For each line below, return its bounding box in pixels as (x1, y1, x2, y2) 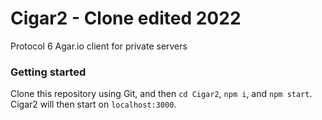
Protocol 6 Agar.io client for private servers (10, 40, 188, 52)
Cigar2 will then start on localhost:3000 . (10, 98, 177, 111)
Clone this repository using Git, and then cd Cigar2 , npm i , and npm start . (10, 88, 313, 100)
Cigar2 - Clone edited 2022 (10, 7, 242, 30)
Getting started (10, 65, 87, 79)
